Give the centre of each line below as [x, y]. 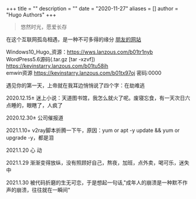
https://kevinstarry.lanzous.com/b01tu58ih [57, 66]
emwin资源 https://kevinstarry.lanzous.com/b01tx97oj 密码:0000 [84, 73]
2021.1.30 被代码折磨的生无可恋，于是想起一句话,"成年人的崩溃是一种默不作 [97, 183]
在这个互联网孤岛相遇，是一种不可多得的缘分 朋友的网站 [74, 39]
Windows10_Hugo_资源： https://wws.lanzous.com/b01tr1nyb [80, 52]
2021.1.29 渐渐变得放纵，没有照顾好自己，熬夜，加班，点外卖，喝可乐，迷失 [98, 162]
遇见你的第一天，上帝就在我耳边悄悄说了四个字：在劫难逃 [75, 85]
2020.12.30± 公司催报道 [35, 118]
